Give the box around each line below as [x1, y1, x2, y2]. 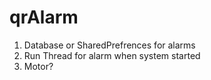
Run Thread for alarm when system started [23, 49, 201, 61]
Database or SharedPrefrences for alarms [23, 39, 196, 51]
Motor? [23, 60, 54, 72]
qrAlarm [9, 6, 79, 29]
